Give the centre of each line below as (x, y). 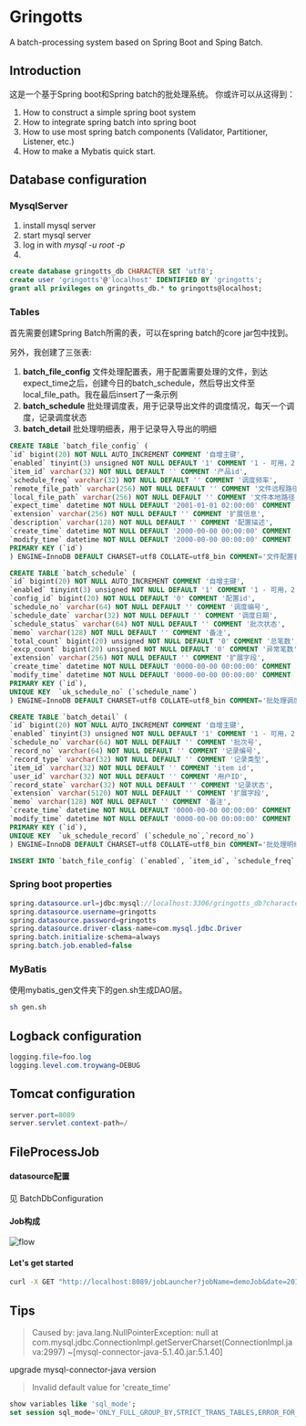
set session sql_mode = (52, 1412)
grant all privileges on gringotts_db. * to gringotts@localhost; (136, 289)
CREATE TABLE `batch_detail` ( (69, 717)
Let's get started (42, 1262)
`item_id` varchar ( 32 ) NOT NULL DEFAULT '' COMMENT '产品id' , (128, 471)
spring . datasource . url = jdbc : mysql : (77, 903)
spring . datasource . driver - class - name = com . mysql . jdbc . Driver (126, 929)
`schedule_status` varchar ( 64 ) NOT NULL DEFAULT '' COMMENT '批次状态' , (148, 624)
